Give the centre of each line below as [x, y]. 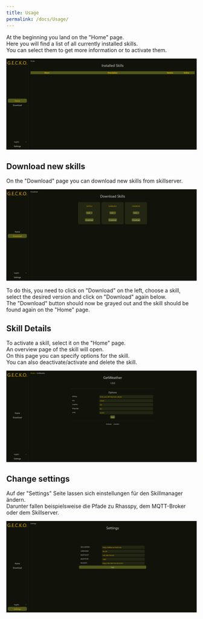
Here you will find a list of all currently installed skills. [72, 44]
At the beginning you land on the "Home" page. [65, 37]
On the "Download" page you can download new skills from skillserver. [95, 181]
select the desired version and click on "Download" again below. [86, 297]
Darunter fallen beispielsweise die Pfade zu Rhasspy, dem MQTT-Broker [96, 506]
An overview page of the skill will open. [55, 349]
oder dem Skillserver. [33, 513]
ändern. [16, 500]
